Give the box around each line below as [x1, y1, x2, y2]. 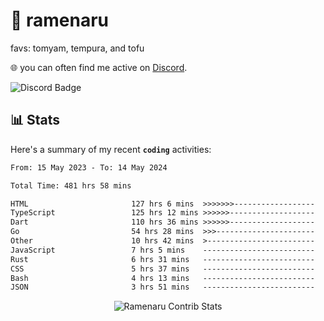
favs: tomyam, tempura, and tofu [10, 42, 145, 54]
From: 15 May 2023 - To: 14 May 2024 [10, 162, 168, 173]
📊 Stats [10, 112, 61, 129]
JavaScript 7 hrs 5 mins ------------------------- [10, 245, 315, 255]
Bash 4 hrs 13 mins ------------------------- [10, 273, 315, 283]
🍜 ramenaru [10, 9, 110, 32]
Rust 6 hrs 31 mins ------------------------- [10, 254, 315, 264]
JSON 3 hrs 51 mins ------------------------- [10, 282, 315, 293]
